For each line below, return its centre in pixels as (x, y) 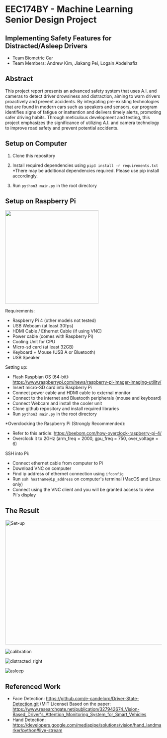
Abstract (19, 79)
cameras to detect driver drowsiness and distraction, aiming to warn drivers (83, 96)
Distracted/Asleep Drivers (46, 46)
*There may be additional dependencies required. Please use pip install (85, 170)
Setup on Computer (36, 144)
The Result (22, 511)
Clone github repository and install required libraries (66, 409)
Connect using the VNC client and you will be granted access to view (83, 490)
